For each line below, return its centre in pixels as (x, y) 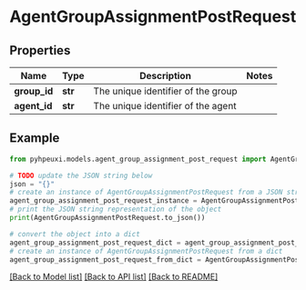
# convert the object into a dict (75, 234)
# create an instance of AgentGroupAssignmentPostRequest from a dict (146, 251)
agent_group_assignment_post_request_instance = (103, 201)
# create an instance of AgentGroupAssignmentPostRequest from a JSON (146, 193)
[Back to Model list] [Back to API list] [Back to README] (114, 277)
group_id (34, 91)
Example (35, 138)
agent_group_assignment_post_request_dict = (95, 243)
